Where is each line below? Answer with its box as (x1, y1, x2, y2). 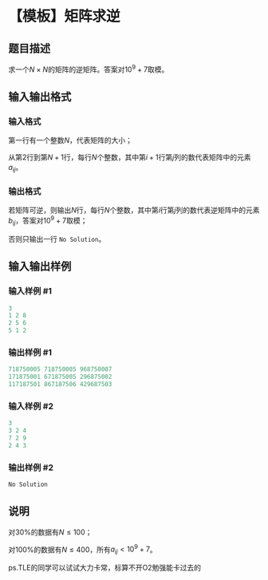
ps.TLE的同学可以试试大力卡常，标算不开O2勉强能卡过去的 (8, 563, 202, 573)
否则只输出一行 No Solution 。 (8, 234, 106, 243)
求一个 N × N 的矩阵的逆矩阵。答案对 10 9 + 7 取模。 (8, 63, 169, 74)
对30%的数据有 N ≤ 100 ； (8, 527, 93, 537)
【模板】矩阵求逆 (8, 7, 121, 26)
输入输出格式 (8, 90, 72, 104)
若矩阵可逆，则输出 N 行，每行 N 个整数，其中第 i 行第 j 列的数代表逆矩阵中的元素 (8, 205, 260, 215)
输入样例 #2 (8, 400, 54, 412)
